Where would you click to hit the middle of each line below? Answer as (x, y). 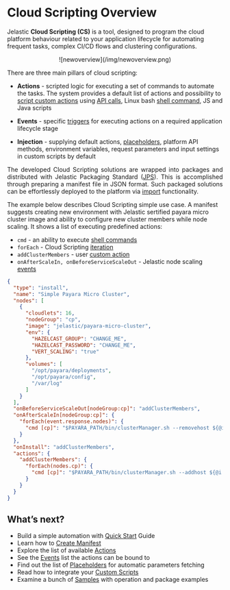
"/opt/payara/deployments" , (72, 371)
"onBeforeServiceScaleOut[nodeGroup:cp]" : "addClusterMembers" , (107, 409)
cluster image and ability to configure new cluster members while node (107, 219)
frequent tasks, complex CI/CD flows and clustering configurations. (102, 46)
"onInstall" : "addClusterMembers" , (64, 447)
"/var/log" (47, 383)
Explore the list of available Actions (66, 550)
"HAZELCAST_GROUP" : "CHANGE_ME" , (79, 339)
